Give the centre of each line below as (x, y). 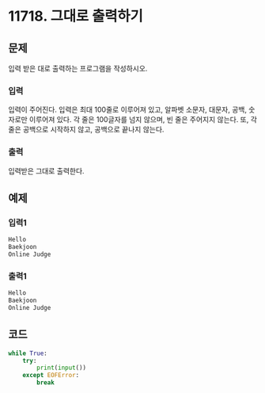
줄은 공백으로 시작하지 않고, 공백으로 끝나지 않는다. (86, 130)
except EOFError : (51, 376)
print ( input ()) (62, 368)
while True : (28, 353)
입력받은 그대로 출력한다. (46, 170)
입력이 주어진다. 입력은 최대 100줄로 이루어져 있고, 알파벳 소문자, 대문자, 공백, (128, 110)
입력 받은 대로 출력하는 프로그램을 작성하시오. (78, 69)
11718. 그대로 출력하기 (76, 16)
